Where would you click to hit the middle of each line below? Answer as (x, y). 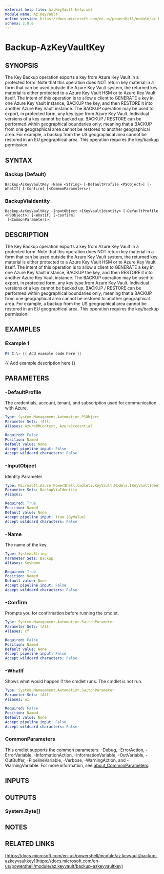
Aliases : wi (17, 700)
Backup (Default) (26, 174)
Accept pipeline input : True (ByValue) (46, 517)
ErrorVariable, (19, 755)
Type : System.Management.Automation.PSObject (52, 417)
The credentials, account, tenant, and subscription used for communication (81, 403)
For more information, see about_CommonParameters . (95, 765)
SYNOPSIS (22, 65)
